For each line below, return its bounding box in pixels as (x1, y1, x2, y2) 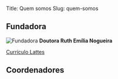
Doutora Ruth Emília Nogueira (39, 37, 113, 44)
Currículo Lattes (6, 48, 45, 55)
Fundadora (6, 21, 47, 31)
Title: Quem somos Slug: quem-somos (6, 5, 99, 12)
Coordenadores (6, 65, 64, 75)
